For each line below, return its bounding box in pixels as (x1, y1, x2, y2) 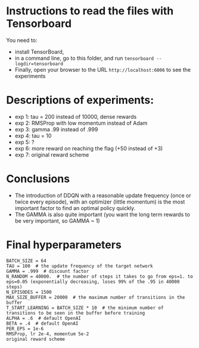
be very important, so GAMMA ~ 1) (14, 217, 100, 224)
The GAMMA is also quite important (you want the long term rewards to (14, 211, 191, 218)
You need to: (6, 36, 38, 44)
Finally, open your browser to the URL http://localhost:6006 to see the (14, 66, 191, 73)
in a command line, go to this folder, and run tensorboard (14, 54, 154, 61)
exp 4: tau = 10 (14, 132, 52, 139)
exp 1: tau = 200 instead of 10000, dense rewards (14, 113, 137, 120)
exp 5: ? (14, 138, 35, 146)
